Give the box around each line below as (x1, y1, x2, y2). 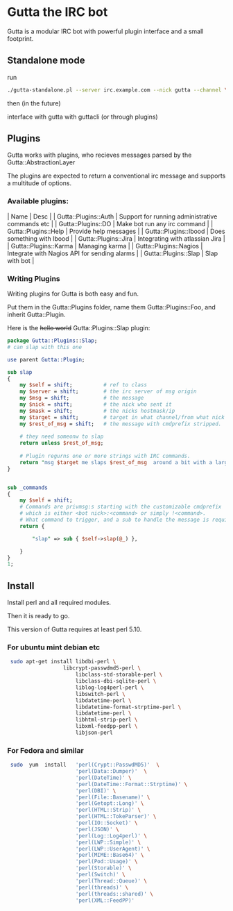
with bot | (7, 256, 35, 264)
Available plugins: (7, 196, 69, 206)
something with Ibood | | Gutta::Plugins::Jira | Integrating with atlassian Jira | (7, 234, 225, 243)
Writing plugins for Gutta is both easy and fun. (7, 289, 139, 298)
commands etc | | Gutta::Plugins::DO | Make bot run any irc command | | (7, 219, 214, 228)
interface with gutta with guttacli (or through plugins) (7, 112, 158, 121)
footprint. (7, 34, 34, 42)
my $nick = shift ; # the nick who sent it (19, 401, 172, 408)
